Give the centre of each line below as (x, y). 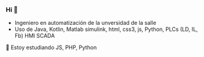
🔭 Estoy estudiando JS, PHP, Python (51, 47)
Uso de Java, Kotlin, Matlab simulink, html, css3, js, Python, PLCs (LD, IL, (106, 29)
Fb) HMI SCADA (35, 36)
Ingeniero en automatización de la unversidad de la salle (85, 23)
